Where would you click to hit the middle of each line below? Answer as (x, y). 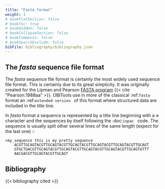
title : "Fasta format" (29, 10)
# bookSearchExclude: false (35, 42)
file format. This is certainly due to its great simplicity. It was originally (77, 84)
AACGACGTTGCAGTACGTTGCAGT (41, 154)
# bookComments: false (29, 38)
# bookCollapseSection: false (37, 33)
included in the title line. (30, 106)
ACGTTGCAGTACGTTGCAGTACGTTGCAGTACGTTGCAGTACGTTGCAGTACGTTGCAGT (82, 145)
